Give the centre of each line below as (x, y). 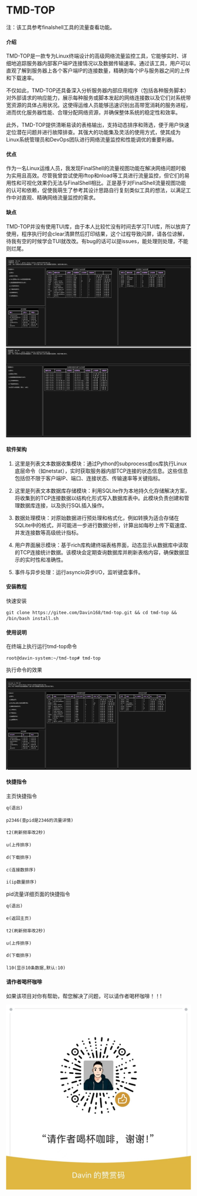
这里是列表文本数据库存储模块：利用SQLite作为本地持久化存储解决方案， (102, 490)
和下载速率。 (21, 78)
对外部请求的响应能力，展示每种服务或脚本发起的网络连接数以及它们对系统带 (98, 98)
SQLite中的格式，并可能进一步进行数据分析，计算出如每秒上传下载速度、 (102, 525)
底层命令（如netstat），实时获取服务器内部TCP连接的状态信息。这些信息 (101, 471)
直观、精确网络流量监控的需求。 (60, 198)
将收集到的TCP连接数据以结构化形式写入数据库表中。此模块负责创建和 (99, 498)
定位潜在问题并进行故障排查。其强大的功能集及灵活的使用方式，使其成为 (93, 132)
